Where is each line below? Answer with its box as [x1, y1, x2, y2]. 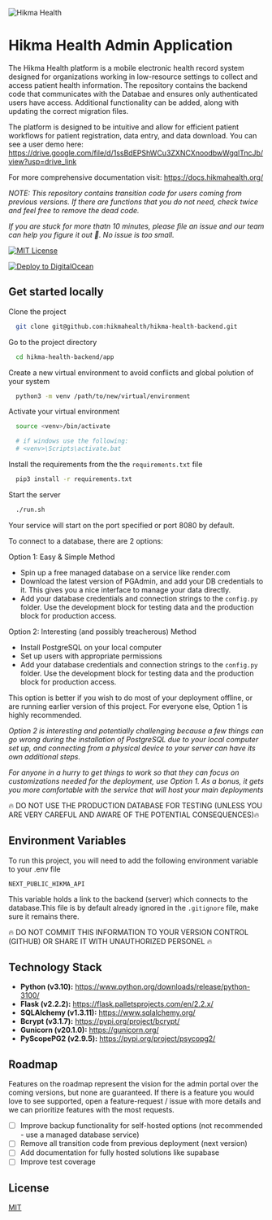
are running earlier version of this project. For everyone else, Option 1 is [8, 701, 248, 711]
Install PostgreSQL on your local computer [19, 642, 162, 652]
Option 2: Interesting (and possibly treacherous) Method [8, 627, 197, 636]
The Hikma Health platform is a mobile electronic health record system [8, 63, 245, 72]
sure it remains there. [8, 912, 80, 921]
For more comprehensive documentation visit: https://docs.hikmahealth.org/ [8, 172, 264, 182]
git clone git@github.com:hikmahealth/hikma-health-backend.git [15, 322, 238, 330]
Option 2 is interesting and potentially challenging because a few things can [8, 725, 264, 736]
